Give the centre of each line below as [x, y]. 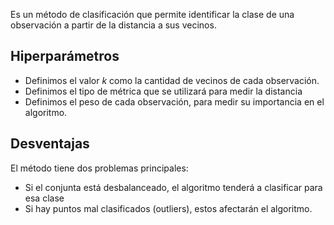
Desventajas [50, 144]
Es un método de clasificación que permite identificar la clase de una [152, 14]
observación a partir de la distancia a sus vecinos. [113, 25]
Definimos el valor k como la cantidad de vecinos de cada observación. [172, 80]
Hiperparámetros [65, 56]
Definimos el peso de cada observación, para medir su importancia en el [174, 101]
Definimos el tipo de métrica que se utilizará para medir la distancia [163, 91]
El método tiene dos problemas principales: [99, 168]
